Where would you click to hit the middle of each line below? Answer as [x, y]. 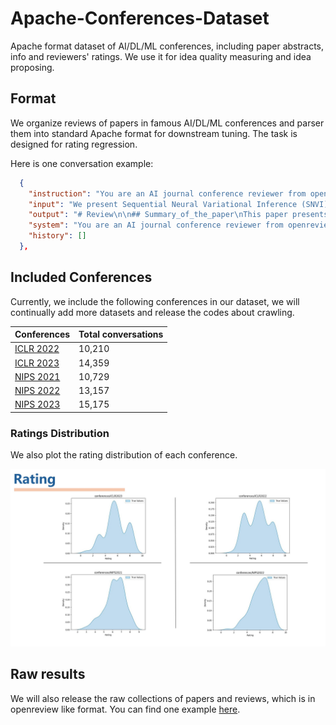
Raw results [48, 674]
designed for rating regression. [74, 144]
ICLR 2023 [37, 363]
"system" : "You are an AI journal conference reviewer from [156, 225]
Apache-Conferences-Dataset [140, 18]
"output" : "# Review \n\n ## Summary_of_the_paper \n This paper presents [178, 215]
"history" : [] [57, 236]
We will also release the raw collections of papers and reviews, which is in [163, 698]
